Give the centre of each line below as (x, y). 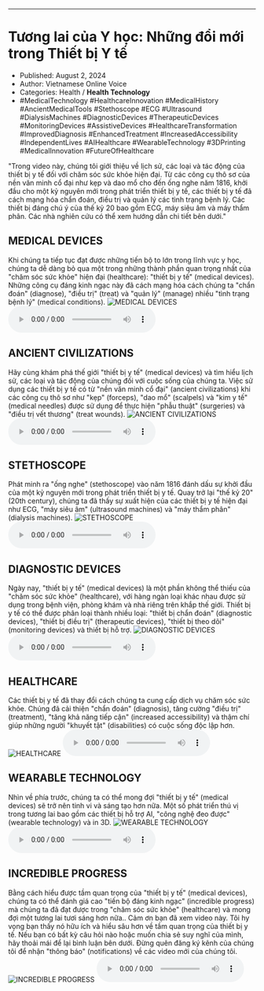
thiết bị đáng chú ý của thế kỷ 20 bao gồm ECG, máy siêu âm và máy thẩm (129, 208)
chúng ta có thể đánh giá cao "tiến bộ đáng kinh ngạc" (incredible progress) (132, 901)
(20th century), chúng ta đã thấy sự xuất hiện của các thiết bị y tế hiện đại (128, 501)
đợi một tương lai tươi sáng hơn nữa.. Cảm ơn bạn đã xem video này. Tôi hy (129, 918)
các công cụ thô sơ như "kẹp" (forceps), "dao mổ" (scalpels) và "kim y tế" (128, 397)
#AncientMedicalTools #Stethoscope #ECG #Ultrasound (111, 109)
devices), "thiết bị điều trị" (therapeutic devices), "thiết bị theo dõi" (117, 622)
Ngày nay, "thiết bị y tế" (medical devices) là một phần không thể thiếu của (130, 588)
